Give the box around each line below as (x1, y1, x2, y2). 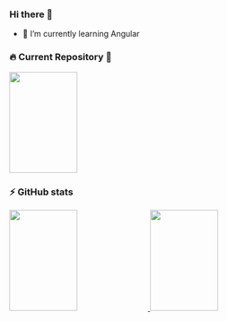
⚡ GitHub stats (9, 186, 74, 198)
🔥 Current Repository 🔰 (9, 51, 112, 64)
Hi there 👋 (9, 8, 54, 21)
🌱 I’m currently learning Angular (22, 29, 141, 39)
